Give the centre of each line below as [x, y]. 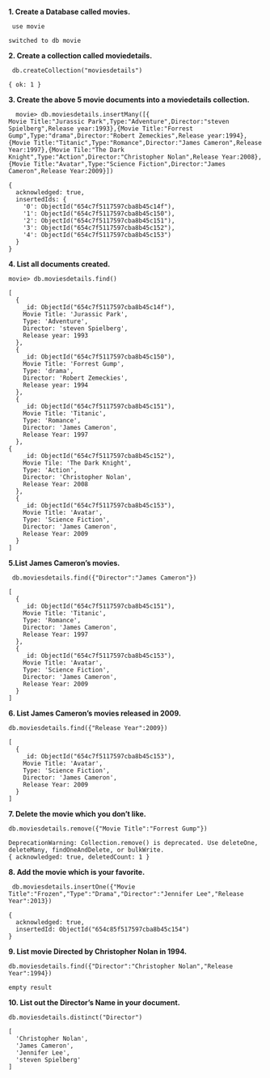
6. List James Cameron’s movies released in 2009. [95, 713]
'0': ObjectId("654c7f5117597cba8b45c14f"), [99, 206]
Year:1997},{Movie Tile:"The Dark [67, 150]
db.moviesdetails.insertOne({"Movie [74, 887]
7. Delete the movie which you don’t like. [78, 814]
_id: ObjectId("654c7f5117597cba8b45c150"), [99, 357]
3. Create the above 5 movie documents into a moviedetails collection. [129, 100]
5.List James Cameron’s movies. [64, 563]
